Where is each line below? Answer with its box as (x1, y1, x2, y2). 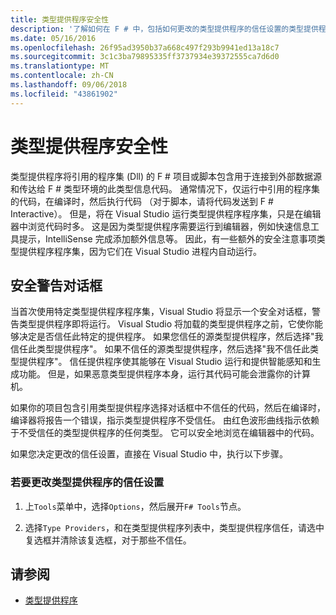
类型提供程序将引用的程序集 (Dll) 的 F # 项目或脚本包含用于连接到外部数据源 (10, 170, 322, 182)
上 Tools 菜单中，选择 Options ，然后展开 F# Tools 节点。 (24, 500, 247, 512)
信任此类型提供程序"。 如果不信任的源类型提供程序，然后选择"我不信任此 (10, 343, 310, 355)
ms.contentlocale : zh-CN (10, 71, 114, 81)
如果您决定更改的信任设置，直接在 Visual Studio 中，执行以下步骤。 (10, 448, 288, 460)
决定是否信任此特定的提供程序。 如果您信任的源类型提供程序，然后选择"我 (18, 331, 324, 343)
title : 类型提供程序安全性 (10, 14, 110, 25)
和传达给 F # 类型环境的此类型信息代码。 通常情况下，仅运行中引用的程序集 (10, 182, 320, 195)
